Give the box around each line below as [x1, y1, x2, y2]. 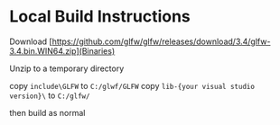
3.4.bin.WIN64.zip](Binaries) [9, 45, 116, 56]
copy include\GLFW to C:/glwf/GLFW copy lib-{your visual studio [9, 80, 256, 91]
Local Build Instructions [9, 6, 191, 27]
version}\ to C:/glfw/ [9, 90, 90, 101]
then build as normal [9, 107, 86, 118]
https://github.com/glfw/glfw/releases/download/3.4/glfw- [51, 36, 271, 47]
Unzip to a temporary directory [9, 63, 125, 74]
